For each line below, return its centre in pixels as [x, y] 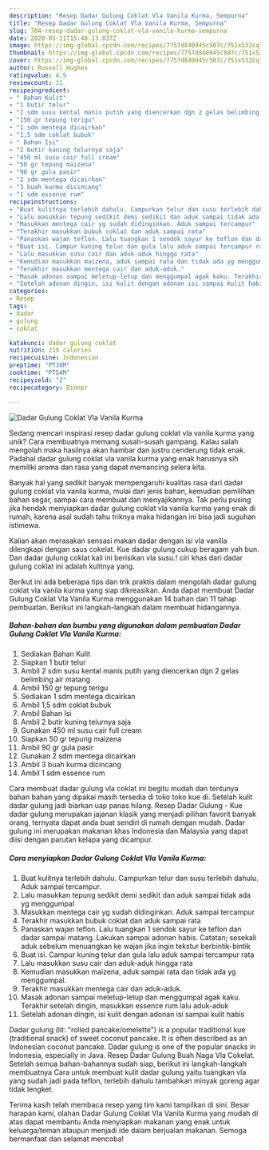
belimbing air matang [55, 680]
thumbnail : [27, 53]
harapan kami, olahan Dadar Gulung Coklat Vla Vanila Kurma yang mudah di [134, 1113]
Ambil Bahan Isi [46, 714]
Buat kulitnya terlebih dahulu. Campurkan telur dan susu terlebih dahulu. [139, 879]
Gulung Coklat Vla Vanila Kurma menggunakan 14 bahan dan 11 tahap [123, 598]
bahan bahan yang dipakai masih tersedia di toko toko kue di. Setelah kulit [131, 797]
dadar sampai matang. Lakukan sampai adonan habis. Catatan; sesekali [138, 938]
